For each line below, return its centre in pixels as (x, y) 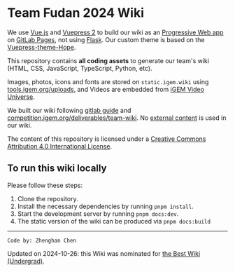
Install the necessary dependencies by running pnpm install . (105, 206)
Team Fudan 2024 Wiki (76, 13)
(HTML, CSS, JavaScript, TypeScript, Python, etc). (80, 68)
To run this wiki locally (57, 169)
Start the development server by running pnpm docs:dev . (98, 213)
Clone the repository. (48, 198)
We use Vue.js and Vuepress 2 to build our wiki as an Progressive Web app (115, 32)
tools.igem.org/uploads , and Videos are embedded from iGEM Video (106, 89)
